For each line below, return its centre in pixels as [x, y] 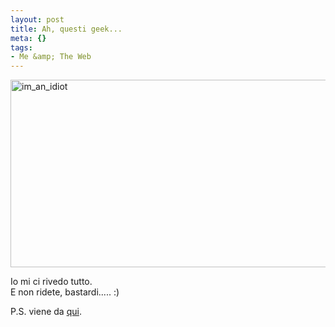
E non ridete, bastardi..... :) [65, 292]
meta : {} [28, 38]
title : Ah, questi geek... [66, 29]
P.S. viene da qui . [46, 312]
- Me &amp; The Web [51, 57]
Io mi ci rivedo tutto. [51, 282]
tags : [21, 47]
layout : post [37, 19]
